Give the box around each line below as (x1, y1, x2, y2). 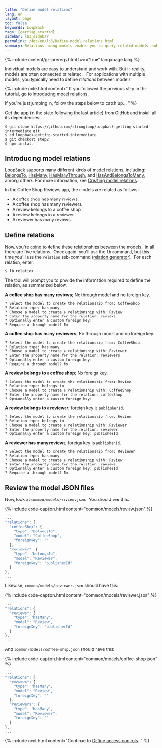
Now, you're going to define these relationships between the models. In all (5, 244, 154, 250)
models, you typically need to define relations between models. (5, 76, 132, 82)
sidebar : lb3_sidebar (5, 34, 49, 39)
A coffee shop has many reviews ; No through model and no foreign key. (5, 292, 150, 298)
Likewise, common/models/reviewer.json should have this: (5, 583, 119, 589)
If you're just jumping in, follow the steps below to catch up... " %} (5, 100, 137, 106)
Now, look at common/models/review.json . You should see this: (5, 497, 130, 502)
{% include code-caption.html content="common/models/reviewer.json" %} (5, 592, 157, 598)
